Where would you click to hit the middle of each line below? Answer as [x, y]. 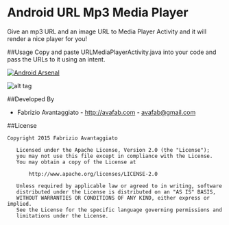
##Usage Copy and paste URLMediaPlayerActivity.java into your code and [112, 52]
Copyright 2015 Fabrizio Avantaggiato [62, 138]
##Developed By [31, 99]
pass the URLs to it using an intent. [56, 59]
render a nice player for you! [47, 38]
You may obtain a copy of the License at [76, 162]
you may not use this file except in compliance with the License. [114, 156]
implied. [20, 204]
